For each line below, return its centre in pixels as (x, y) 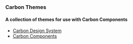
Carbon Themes (26, 7)
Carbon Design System (37, 31)
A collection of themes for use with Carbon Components (66, 19)
